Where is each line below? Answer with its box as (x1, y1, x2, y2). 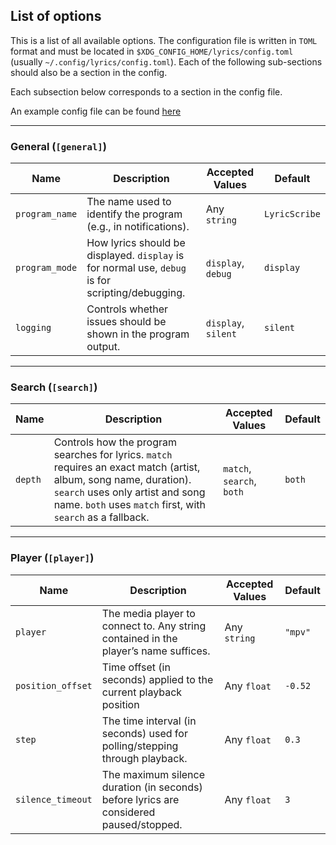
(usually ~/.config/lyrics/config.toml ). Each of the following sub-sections (10, 55, 323, 68)
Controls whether (86, 302, 169, 316)
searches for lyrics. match (53, 448, 173, 462)
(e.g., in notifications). (86, 220, 190, 234)
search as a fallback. (53, 510, 150, 524)
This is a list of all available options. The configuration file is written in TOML (10, 34, 318, 46)
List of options (10, 8, 102, 25)
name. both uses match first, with (53, 498, 207, 512)
